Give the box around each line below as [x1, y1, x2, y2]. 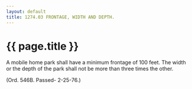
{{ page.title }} [6, 39, 79, 53]
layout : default [6, 8, 46, 15]
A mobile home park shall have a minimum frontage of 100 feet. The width [6, 59, 186, 66]
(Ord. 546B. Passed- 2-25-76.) [6, 77, 81, 84]
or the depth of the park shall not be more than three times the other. [6, 65, 174, 72]
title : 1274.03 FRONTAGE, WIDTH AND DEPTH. [6, 14, 115, 20]
